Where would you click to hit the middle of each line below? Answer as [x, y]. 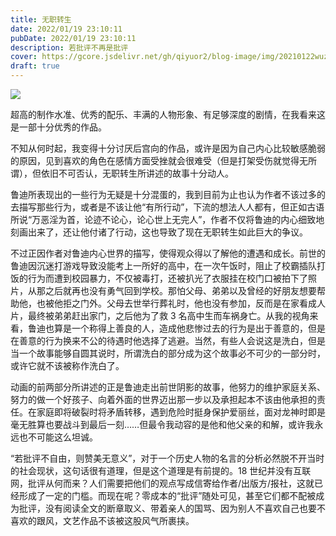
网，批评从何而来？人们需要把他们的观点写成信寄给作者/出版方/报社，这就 [162, 483]
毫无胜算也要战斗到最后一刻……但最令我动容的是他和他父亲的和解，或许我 [162, 424]
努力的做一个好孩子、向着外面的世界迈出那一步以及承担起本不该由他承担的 [163, 399]
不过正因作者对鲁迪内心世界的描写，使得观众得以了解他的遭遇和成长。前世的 [168, 253]
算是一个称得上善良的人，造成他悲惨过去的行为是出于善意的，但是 [189, 328]
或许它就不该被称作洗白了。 [67, 365]
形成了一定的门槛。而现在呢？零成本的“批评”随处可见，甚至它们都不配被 [167, 495]
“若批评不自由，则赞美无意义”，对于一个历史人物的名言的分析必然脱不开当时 [167, 458]
